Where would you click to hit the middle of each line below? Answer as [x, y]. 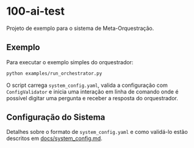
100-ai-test [36, 11]
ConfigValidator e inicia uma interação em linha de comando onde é [92, 91]
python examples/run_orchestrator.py [54, 73]
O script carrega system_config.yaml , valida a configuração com [87, 85]
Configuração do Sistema [56, 117]
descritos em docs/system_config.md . [54, 138]
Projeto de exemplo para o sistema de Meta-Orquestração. [80, 28]
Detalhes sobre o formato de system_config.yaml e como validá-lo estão [97, 132]
